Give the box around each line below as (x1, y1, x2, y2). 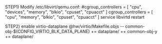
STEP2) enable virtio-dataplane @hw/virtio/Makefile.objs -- (5, 23, 125, 29)
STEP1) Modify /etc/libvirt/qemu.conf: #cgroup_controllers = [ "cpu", (5, 4, 143, 10)
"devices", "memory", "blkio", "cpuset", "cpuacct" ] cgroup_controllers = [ (5, 9, 153, 15)
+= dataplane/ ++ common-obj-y (90, 29, 158, 34)
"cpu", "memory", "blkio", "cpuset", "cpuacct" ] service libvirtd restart (5, 14, 145, 20)
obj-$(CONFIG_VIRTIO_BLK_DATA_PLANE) (5, 29, 90, 34)
